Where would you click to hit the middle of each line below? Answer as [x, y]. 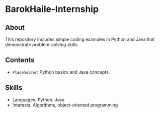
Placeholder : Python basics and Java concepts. [61, 72]
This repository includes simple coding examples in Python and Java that [80, 39]
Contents [20, 60]
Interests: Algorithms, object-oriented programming [65, 105]
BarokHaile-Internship [52, 9]
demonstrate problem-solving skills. [42, 45]
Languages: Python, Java [38, 100]
